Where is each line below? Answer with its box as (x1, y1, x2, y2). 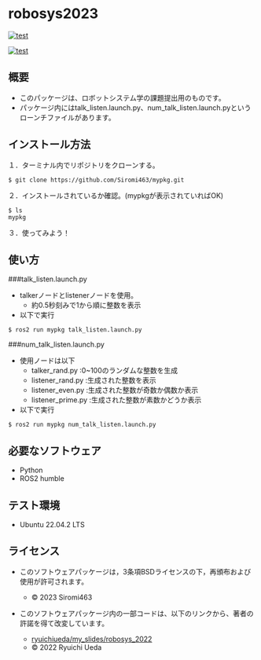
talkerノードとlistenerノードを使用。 (19, 291, 138, 300)
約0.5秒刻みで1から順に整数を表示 (31, 300, 142, 310)
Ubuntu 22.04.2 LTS (19, 520, 85, 529)
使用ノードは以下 (19, 356, 75, 365)
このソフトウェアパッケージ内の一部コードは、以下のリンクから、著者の (19, 608, 254, 618)
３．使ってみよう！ (8, 228, 71, 237)
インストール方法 (8, 138, 91, 152)
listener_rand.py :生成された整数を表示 (31, 376, 157, 385)
